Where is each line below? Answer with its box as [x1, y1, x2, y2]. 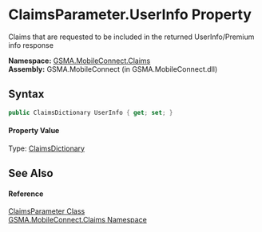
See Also [8, 167, 54, 180]
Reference [8, 189, 44, 199]
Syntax [8, 88, 45, 101]
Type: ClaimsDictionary [8, 144, 85, 153]
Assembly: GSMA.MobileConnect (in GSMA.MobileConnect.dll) [8, 64, 218, 73]
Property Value [8, 126, 60, 136]
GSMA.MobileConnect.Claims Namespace [8, 215, 148, 225]
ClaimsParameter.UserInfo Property [8, 6, 252, 24]
